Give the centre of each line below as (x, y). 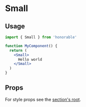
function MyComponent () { (31, 46)
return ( (18, 50)
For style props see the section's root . (43, 99)
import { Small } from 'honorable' (41, 37)
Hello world (30, 59)
